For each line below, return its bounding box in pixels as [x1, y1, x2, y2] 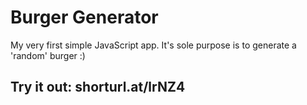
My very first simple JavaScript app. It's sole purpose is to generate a [10, 39, 297, 51]
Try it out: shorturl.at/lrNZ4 [10, 79, 186, 96]
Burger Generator [10, 6, 159, 29]
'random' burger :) [10, 49, 86, 61]
